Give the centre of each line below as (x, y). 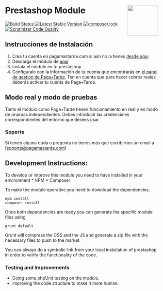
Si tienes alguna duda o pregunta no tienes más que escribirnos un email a (80, 143)
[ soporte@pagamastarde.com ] (36, 148)
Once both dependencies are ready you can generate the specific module (79, 212)
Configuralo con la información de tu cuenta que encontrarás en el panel (85, 72)
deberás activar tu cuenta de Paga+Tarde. (54, 82)
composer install (23, 203)
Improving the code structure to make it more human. (65, 283)
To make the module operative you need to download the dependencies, (78, 190)
